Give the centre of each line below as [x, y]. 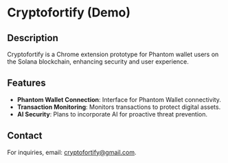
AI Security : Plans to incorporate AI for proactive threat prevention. [112, 114]
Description [33, 38]
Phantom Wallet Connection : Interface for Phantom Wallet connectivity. [119, 99]
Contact [25, 136]
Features [26, 83]
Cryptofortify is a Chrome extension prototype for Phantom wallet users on [113, 54]
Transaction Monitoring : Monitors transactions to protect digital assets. [119, 107]
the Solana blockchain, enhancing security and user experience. [98, 62]
